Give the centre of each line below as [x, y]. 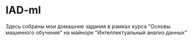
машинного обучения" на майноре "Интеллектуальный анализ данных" [96, 32]
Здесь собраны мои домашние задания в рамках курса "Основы [88, 26]
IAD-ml [23, 10]
